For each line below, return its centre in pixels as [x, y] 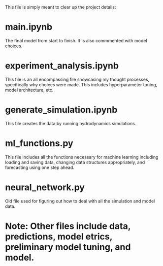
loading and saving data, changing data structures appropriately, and [75, 162]
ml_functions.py [39, 143]
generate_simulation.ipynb [61, 110]
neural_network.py [45, 187]
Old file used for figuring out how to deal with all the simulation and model [80, 201]
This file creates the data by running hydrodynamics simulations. [71, 123]
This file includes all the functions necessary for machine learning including [82, 157]
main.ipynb [29, 27]
